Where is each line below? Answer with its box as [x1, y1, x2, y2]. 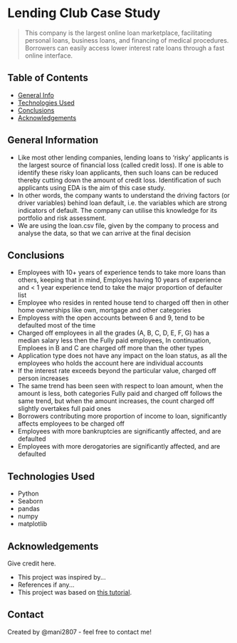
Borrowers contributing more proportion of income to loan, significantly [17, 412, 227, 421]
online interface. [24, 51, 73, 60]
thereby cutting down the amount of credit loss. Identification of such [17, 176, 221, 184]
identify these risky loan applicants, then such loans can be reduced [17, 168, 218, 177]
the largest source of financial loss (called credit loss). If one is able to [17, 160, 224, 169]
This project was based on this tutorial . [17, 588, 132, 596]
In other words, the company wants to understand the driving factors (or [17, 191, 230, 199]
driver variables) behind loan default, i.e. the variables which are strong [17, 198, 228, 207]
